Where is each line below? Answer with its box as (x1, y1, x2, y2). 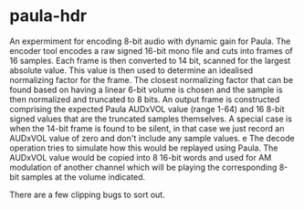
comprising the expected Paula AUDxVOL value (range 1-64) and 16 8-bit (9, 103, 285, 114)
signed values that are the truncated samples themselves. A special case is (9, 113, 292, 124)
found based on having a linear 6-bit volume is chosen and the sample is (9, 84, 283, 95)
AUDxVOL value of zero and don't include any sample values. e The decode (9, 132, 295, 143)
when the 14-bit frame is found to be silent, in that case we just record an (9, 122, 285, 133)
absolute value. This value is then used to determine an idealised (9, 65, 254, 76)
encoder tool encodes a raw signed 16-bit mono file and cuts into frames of (9, 45, 294, 56)
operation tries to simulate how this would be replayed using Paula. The (9, 142, 278, 153)
